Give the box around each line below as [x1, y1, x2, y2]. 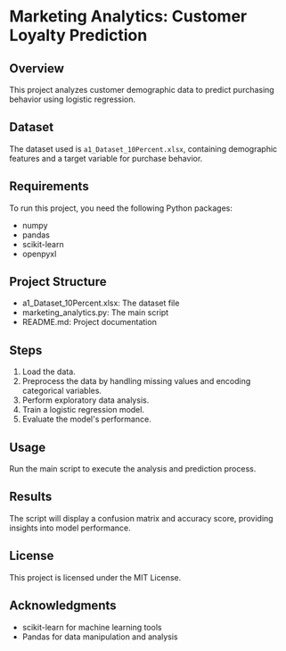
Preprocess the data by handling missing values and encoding [21, 376, 251, 387]
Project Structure [9, 274, 107, 289]
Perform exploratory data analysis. [21, 395, 150, 405]
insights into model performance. [9, 522, 131, 533]
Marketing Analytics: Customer [9, 6, 248, 27]
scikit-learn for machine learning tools [21, 622, 162, 632]
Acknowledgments [9, 598, 118, 613]
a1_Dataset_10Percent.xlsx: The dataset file [21, 297, 180, 309]
